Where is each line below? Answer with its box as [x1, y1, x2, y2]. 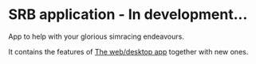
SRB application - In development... [8, 6, 248, 24]
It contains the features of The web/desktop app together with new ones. [8, 47, 249, 56]
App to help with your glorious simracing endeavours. [8, 32, 185, 41]
